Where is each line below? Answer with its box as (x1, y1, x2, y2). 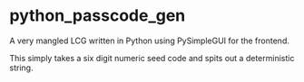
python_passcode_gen (9, 5, 186, 26)
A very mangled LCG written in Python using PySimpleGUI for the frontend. (9, 35, 290, 46)
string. (9, 62, 34, 73)
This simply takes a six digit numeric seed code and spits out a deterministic (9, 52, 295, 63)
